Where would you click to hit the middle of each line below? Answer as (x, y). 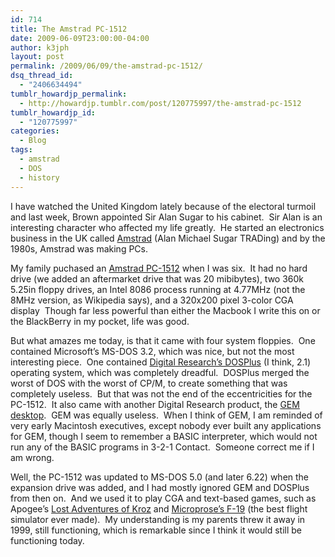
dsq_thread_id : (42, 76)
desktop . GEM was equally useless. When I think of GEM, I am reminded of (166, 415)
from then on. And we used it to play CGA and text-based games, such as (163, 498)
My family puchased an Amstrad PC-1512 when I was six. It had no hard (159, 268)
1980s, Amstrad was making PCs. (79, 248)
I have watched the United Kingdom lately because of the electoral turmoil (163, 206)
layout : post (37, 57)
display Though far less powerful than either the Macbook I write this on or (165, 310)
